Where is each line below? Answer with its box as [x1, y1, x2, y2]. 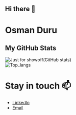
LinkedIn [12, 100, 30, 106]
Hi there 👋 [5, 5, 36, 13]
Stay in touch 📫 [5, 80, 71, 91]
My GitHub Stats [5, 44, 56, 52]
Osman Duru [5, 24, 57, 36]
